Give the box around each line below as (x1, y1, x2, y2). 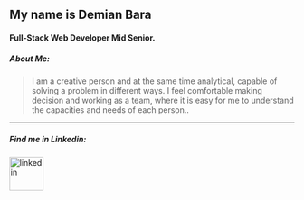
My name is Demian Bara (9, 7, 152, 23)
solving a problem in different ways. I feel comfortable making (31, 85, 262, 95)
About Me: (9, 53, 51, 64)
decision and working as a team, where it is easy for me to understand (31, 95, 294, 105)
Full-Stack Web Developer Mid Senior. (9, 32, 156, 43)
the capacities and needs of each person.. (31, 104, 190, 115)
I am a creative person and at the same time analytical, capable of (31, 76, 278, 86)
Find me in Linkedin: (9, 133, 87, 144)
